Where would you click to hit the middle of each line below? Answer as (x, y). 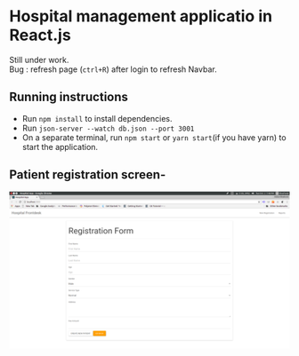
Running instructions (69, 97)
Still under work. (39, 59)
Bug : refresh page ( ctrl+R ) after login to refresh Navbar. (113, 69)
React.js (40, 35)
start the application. (60, 146)
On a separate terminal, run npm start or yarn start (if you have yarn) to (154, 137)
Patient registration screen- (88, 175)
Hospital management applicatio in (141, 16)
